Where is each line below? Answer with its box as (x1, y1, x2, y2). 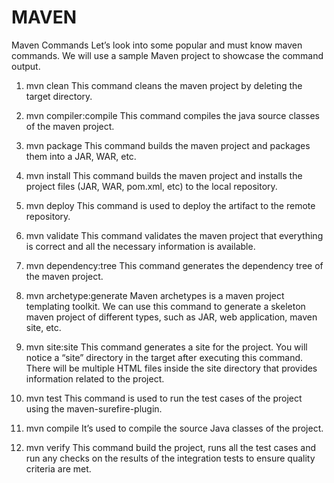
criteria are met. (25, 462, 92, 475)
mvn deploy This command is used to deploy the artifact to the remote (25, 199, 316, 211)
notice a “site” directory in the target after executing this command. (25, 351, 304, 363)
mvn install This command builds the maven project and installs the (25, 169, 303, 181)
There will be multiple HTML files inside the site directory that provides (25, 362, 318, 374)
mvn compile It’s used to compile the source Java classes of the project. (25, 422, 324, 434)
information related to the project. (25, 372, 165, 385)
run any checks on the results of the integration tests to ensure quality (25, 452, 316, 464)
